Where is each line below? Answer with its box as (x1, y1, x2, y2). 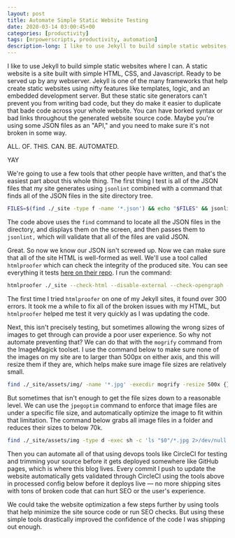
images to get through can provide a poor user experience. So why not (7, 330, 211, 339)
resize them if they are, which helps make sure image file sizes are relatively (7, 360, 227, 368)
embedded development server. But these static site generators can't (7, 92, 208, 100)
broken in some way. (7, 129, 67, 137)
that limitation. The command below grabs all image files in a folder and (7, 416, 213, 424)
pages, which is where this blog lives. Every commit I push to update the (7, 464, 216, 472)
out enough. (7, 522, 43, 531)
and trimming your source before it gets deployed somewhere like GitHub (7, 457, 219, 465)
